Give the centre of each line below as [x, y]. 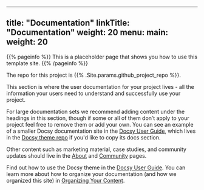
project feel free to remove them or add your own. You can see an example [100, 124]
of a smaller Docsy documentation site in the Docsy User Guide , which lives [101, 131]
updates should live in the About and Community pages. [76, 155]
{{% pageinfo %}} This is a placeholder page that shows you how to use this [102, 57]
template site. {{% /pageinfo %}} [47, 63]
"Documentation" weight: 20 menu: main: [87, 33]
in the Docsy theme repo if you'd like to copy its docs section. [83, 137]
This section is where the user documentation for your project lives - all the [100, 86]
